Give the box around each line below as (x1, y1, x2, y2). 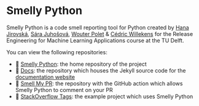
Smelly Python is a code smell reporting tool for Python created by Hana (6, 24, 189, 31)
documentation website (15, 73, 76, 80)
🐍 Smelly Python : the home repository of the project (15, 60, 147, 68)
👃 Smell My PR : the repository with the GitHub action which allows (15, 80, 183, 87)
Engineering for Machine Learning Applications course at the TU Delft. (6, 37, 184, 44)
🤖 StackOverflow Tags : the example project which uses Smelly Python (15, 93, 193, 100)
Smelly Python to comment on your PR (15, 86, 114, 93)
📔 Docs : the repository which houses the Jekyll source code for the (15, 66, 186, 74)
